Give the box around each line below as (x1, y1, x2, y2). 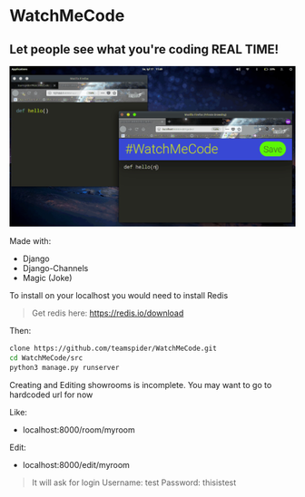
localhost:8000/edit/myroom (22, 459, 130, 470)
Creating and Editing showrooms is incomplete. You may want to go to (9, 379, 272, 390)
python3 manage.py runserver (9, 363, 120, 372)
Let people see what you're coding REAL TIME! (9, 42, 280, 57)
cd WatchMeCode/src (9, 353, 84, 363)
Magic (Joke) (22, 273, 73, 283)
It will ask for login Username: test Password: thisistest (31, 477, 237, 488)
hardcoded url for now (9, 389, 93, 400)
